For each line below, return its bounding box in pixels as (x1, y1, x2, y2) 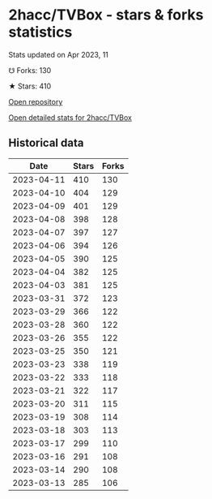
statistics (8, 23, 73, 41)
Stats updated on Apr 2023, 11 (8, 49, 109, 59)
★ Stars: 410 (8, 81, 51, 91)
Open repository (8, 97, 63, 106)
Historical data (8, 136, 84, 150)
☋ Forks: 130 (8, 65, 52, 75)
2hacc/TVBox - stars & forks (8, 6, 204, 24)
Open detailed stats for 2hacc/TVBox (8, 112, 132, 123)
